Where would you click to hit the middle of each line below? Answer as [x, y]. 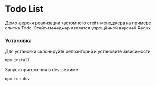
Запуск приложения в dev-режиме [42, 70]
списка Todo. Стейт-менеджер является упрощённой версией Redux [78, 28]
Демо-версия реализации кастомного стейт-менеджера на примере [78, 23]
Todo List [24, 9]
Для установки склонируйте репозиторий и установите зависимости [78, 51]
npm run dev [17, 79]
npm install [17, 60]
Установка [18, 40]
